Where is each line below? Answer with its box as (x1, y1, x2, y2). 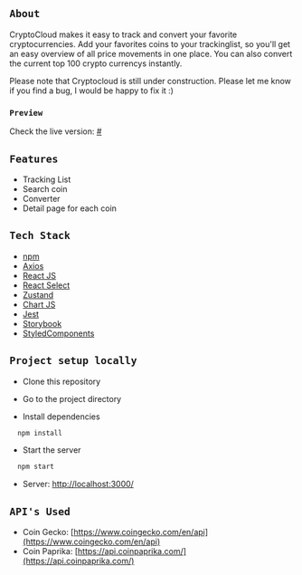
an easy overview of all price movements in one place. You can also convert (9, 48, 293, 59)
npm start (17, 462, 54, 472)
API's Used (9, 504, 71, 518)
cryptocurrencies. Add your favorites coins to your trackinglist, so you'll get (9, 38, 291, 49)
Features (9, 152, 59, 166)
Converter (22, 193, 61, 204)
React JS (22, 270, 57, 281)
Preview (9, 108, 43, 118)
